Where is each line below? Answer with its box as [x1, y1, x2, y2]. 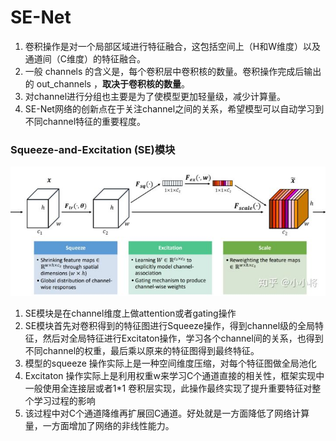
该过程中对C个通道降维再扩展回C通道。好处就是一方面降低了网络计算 [24, 407, 310, 419]
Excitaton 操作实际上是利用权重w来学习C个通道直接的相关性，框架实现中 [24, 369, 325, 381]
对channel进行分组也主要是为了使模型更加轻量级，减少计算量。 [24, 90, 287, 102]
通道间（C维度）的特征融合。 [24, 52, 147, 65]
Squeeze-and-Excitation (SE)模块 [10, 142, 176, 156]
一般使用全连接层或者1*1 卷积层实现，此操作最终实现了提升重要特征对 [24, 382, 313, 394]
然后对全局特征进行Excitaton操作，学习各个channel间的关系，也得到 [42, 332, 324, 344]
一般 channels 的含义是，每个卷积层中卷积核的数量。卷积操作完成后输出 [24, 65, 322, 77]
